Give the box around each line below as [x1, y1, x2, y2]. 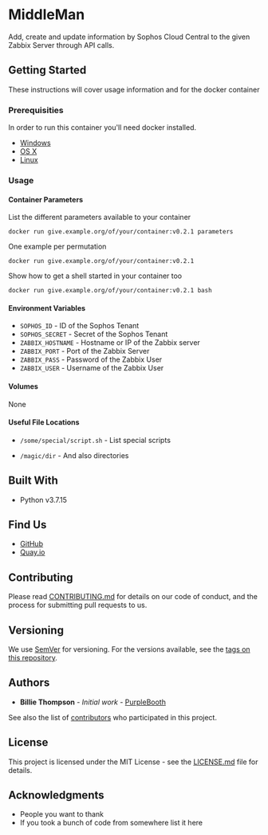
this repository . [8, 653, 58, 663]
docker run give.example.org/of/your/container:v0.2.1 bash [8, 287, 213, 295]
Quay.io [19, 547, 45, 557]
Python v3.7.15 [19, 495, 68, 504]
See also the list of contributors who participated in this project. [8, 712, 218, 722]
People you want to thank [19, 810, 104, 819]
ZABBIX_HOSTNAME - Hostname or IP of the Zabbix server [19, 338, 201, 347]
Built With [8, 474, 58, 488]
